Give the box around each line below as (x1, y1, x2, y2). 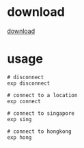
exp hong (7, 134, 32, 141)
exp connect (7, 98, 41, 105)
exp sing (7, 116, 32, 123)
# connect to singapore (7, 109, 75, 117)
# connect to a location (7, 92, 78, 98)
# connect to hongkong (7, 128, 72, 135)
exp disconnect (7, 80, 51, 87)
